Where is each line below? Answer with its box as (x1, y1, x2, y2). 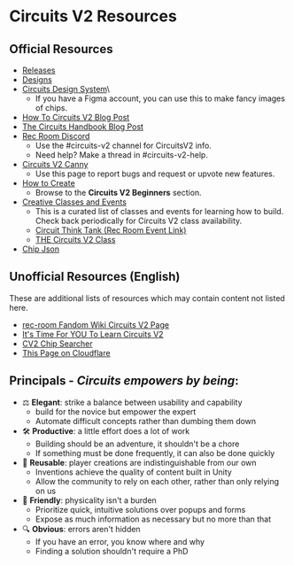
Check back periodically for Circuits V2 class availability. (35, 215, 243, 226)
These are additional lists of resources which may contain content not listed (9, 292, 285, 303)
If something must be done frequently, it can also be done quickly (35, 447, 275, 458)
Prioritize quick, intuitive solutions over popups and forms (35, 504, 246, 515)
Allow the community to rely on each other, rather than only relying (35, 476, 280, 486)
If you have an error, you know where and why (35, 536, 205, 546)
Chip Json (21, 244, 60, 254)
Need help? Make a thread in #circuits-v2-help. (35, 150, 208, 160)
